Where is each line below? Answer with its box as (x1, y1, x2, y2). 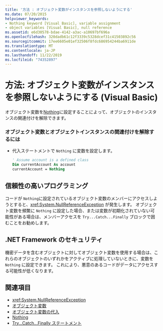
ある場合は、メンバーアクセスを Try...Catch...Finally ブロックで (18, 214, 151, 220)
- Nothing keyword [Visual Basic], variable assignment (5, 21, 121, 26)
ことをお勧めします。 (9, 220, 52, 225)
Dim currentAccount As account (12, 162, 76, 167)
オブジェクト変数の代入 (12, 309, 59, 314)
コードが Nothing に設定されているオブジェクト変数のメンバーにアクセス (5, 195, 149, 201)
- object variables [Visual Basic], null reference (5, 25, 112, 30)
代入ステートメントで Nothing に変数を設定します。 (12, 148, 115, 154)
